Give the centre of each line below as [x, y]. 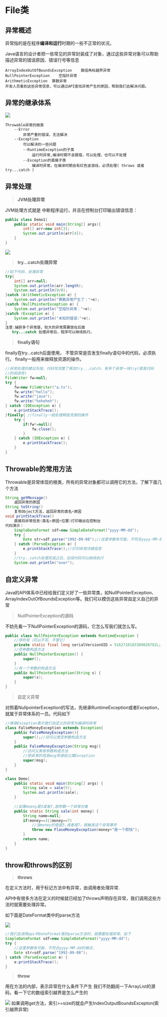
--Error [22, 129]
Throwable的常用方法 [39, 469]
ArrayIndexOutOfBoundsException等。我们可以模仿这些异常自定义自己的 [80, 599]
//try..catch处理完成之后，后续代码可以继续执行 [59, 558]
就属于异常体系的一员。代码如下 [38, 714]
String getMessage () [27, 498]
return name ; [37, 839]
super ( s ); [33, 677]
